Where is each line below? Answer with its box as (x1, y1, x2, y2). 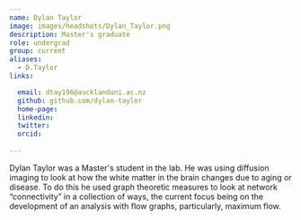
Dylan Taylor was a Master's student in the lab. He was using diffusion (9, 163, 270, 173)
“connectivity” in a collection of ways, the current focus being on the (9, 190, 263, 202)
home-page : (17, 104, 58, 113)
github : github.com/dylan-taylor (17, 96, 143, 105)
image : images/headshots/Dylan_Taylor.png (9, 22, 171, 31)
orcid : (17, 129, 42, 139)
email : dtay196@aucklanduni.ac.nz (17, 87, 146, 97)
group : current (9, 47, 66, 56)
